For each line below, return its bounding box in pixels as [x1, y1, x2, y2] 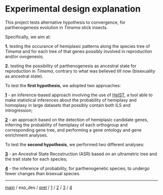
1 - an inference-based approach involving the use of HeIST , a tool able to [5, 92, 153, 98]
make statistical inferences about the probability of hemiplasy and [5, 97, 137, 103]
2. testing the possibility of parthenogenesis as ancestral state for [5, 63, 137, 69]
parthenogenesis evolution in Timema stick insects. [5, 24, 108, 30]
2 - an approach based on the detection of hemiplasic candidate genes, [5, 117, 148, 122]
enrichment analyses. [5, 132, 49, 138]
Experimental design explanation [5, 3, 141, 15]
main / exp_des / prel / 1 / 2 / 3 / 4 [5, 184, 73, 190]
